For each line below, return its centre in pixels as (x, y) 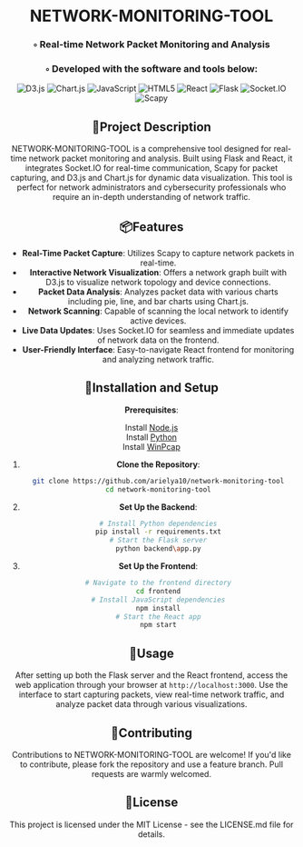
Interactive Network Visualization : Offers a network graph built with (158, 273)
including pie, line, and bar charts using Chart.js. (158, 302)
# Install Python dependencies (158, 523)
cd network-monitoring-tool (158, 489)
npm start (158, 625)
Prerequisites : (151, 410)
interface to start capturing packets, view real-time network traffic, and (151, 694)
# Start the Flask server (158, 541)
